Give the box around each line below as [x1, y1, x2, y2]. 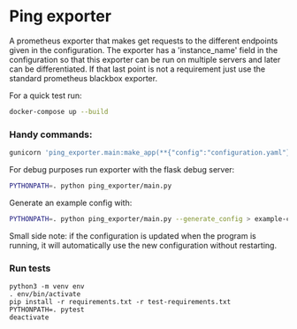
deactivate [9, 313, 49, 322]
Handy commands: [9, 128, 93, 141]
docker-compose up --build [9, 107, 109, 116]
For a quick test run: [9, 90, 82, 101]
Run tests [9, 262, 51, 274]
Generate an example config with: [9, 197, 133, 208]
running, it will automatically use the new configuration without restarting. [9, 240, 277, 250]
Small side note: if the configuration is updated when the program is [9, 230, 256, 241]
